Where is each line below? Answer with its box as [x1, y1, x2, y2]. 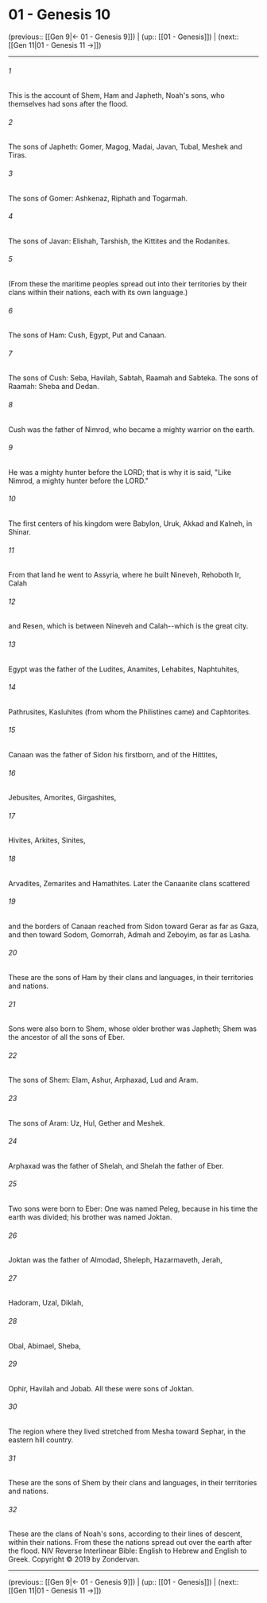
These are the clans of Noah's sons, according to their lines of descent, [8, 1529, 243, 1539]
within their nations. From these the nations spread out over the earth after [8, 1538, 252, 1547]
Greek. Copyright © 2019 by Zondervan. [8, 1554, 141, 1564]
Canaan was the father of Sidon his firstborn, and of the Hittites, [8, 749, 219, 759]
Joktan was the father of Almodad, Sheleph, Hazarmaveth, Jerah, [8, 1255, 222, 1265]
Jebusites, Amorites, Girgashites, [8, 793, 117, 803]
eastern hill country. [8, 1435, 74, 1445]
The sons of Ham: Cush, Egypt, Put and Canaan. [8, 330, 167, 340]
